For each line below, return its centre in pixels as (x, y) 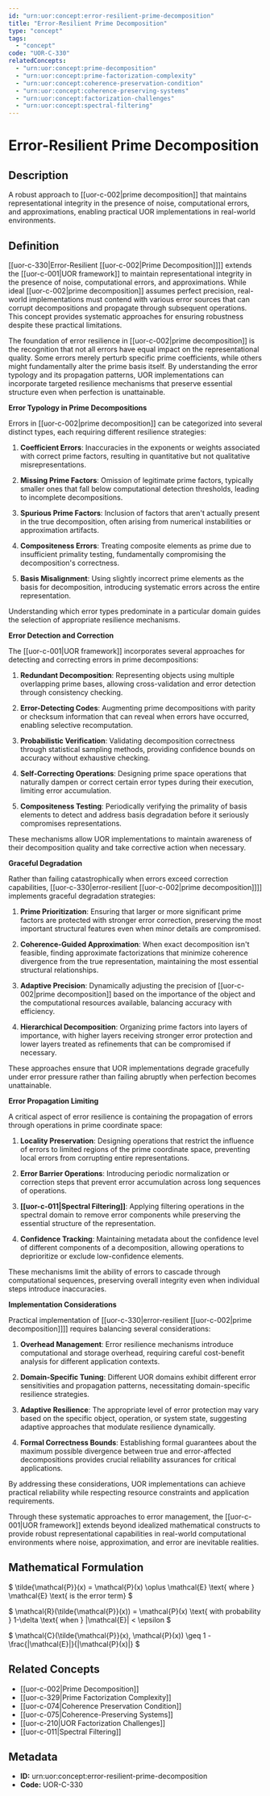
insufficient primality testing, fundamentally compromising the (123, 554)
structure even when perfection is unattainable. (87, 392)
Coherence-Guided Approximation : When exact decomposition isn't (135, 944)
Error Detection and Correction (61, 635)
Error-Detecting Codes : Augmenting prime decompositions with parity (138, 708)
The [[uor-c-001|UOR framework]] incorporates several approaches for (127, 651)
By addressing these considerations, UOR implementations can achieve (127, 1483)
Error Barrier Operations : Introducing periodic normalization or (125, 1173)
